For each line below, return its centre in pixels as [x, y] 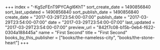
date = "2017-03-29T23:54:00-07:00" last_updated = [102, 22]
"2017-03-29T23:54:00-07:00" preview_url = [50, 27]
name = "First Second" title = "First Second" [83, 32]
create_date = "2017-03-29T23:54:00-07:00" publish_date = [66, 17]
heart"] [12, 43]
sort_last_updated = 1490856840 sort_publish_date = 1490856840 [72, 12]
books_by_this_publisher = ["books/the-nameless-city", [61, 37]
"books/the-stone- [136, 37]
